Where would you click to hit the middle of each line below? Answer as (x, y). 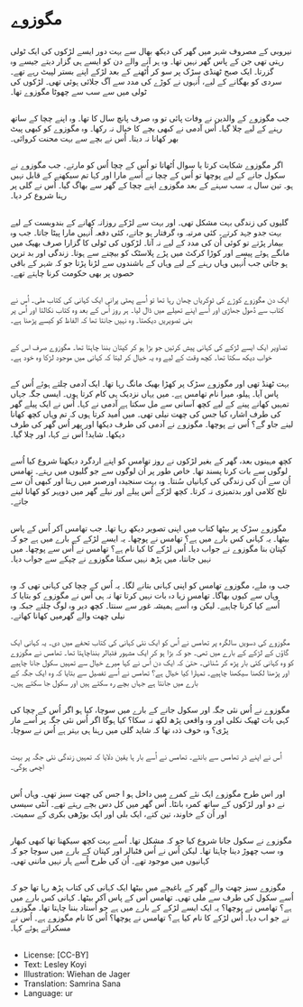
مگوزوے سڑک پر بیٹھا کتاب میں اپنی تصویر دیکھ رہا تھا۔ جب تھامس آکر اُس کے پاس (148, 528)
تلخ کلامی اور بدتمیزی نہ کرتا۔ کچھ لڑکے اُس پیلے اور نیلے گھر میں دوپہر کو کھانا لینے (149, 491)
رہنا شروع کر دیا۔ (38, 196)
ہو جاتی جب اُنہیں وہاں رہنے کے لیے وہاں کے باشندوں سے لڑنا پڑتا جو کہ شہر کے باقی (149, 262)
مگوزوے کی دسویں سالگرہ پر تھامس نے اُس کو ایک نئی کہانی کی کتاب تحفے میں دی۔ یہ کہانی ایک (150, 642)
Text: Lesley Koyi (55, 964)
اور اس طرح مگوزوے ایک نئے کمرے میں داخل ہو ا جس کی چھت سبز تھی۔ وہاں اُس (148, 793)
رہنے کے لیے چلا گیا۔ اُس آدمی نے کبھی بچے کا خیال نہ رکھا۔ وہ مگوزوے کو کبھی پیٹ (147, 128)
